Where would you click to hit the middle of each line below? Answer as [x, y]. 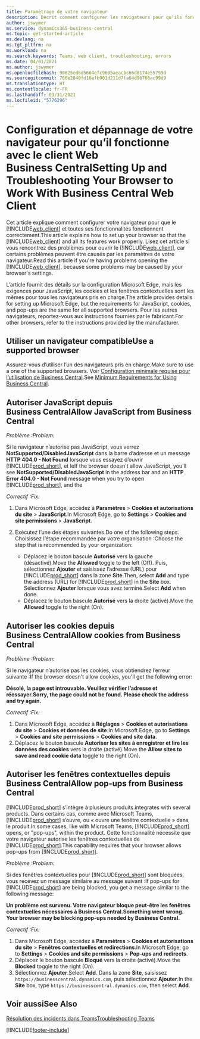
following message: [30, 894]
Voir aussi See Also [42, 1004]
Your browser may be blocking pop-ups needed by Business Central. [93, 917]
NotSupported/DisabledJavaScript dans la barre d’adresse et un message [98, 453]
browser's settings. [30, 273]
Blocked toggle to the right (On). [55, 966]
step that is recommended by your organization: [74, 545]
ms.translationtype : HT [36, 84]
